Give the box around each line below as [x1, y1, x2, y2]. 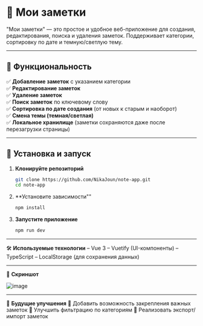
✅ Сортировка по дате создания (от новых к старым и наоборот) [6, 105, 177, 112]
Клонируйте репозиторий [14, 165, 84, 172]
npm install [14, 205, 45, 211]
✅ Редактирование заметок [6, 84, 80, 91]
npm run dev [14, 227, 45, 234]
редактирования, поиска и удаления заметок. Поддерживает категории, [6, 32, 195, 39]
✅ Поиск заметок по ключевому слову [6, 98, 108, 105]
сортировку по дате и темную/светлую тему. [6, 38, 123, 45]
